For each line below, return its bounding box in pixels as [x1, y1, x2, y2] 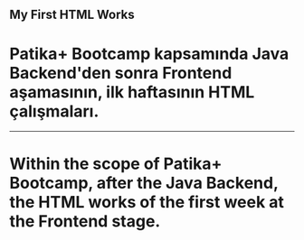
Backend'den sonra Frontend [9, 62, 233, 83]
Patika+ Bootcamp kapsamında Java [9, 43, 290, 64]
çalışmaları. [9, 101, 100, 121]
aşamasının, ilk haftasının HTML [9, 81, 255, 102]
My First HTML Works [9, 7, 135, 23]
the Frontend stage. [9, 211, 161, 231]
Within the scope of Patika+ [9, 153, 223, 174]
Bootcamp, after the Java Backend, [9, 172, 279, 193]
